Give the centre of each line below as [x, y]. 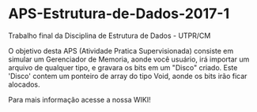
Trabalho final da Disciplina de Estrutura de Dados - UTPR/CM [110, 35]
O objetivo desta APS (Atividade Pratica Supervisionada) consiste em [121, 50]
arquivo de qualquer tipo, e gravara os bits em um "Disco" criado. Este [123, 67]
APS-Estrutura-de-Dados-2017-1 [119, 14]
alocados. [25, 84]
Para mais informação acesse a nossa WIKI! [80, 99]
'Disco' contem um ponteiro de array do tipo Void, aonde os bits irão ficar [128, 76]
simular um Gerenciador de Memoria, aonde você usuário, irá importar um [129, 59]
